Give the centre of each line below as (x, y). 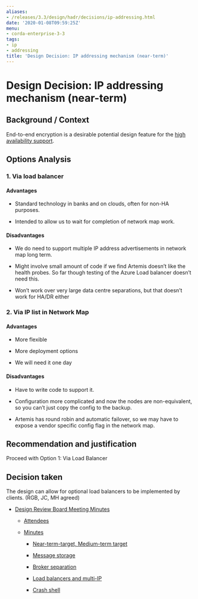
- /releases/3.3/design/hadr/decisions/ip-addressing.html (81, 17)
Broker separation (54, 567)
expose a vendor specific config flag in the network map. (85, 425)
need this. (27, 279)
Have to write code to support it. (54, 389)
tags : (13, 39)
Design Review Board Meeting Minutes (62, 509)
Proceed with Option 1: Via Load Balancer (57, 458)
